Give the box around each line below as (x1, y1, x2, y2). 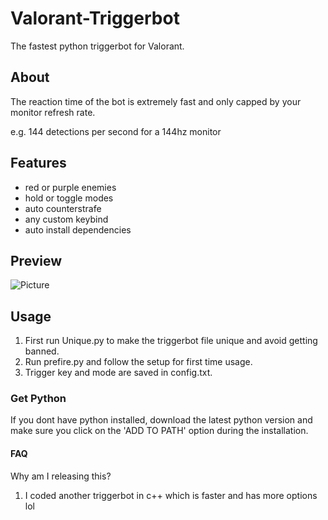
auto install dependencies (24, 223, 132, 236)
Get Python (10, 392, 67, 406)
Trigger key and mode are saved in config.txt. (24, 367, 213, 379)
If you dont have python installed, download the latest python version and (10, 414, 313, 426)
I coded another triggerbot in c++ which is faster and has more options (24, 489, 318, 501)
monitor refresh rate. (10, 106, 96, 118)
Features (10, 155, 67, 172)
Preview (10, 252, 63, 269)
